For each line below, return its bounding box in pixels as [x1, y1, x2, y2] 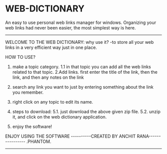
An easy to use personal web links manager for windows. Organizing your [5, 19, 157, 25]
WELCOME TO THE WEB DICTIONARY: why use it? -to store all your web [5, 39, 154, 45]
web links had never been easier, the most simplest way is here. [5, 24, 136, 30]
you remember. [12, 89, 44, 95]
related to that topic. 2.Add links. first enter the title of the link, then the [12, 69, 158, 75]
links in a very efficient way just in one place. [5, 44, 97, 50]
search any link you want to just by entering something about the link [12, 84, 154, 90]
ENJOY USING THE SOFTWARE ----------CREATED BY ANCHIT [5, 133, 136, 139]
